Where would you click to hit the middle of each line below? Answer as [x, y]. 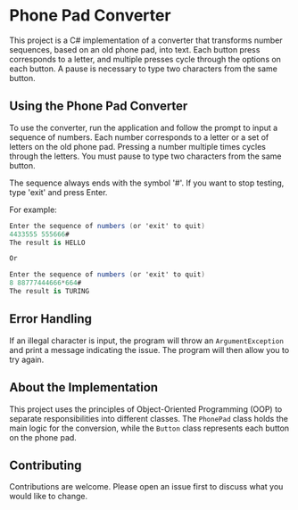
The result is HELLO [48, 243]
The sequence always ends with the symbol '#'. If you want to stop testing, [147, 183]
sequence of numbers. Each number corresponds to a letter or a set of [139, 137]
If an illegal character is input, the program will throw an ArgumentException [146, 341]
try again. [27, 359]
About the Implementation [84, 387]
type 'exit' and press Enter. [58, 192]
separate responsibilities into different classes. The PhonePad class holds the [149, 418]
